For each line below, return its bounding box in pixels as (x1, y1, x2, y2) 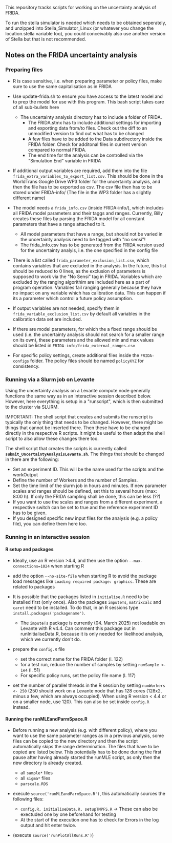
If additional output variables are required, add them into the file (12, 167, 147, 174)
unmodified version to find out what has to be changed (28, 130, 144, 136)
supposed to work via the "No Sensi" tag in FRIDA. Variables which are (12, 273, 162, 280)
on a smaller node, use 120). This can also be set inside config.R (12, 699, 149, 705)
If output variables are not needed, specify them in (12, 305, 120, 311)
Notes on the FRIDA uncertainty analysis (5, 51, 137, 59)
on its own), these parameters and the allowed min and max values (12, 336, 154, 343)
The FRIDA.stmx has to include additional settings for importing (28, 119, 162, 125)
